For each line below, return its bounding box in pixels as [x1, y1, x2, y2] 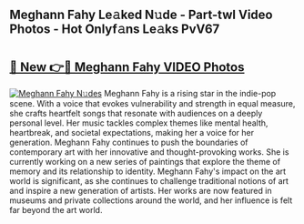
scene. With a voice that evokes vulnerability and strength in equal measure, [9, 98, 296, 108]
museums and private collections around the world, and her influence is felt [9, 195, 293, 206]
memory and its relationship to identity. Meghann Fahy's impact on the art [9, 166, 287, 177]
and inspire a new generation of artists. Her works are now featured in [9, 186, 272, 196]
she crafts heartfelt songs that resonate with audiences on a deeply [9, 108, 263, 118]
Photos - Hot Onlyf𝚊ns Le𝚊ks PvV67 [9, 22, 220, 37]
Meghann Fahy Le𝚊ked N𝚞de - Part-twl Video [9, 7, 273, 23]
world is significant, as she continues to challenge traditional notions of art [9, 176, 289, 186]
